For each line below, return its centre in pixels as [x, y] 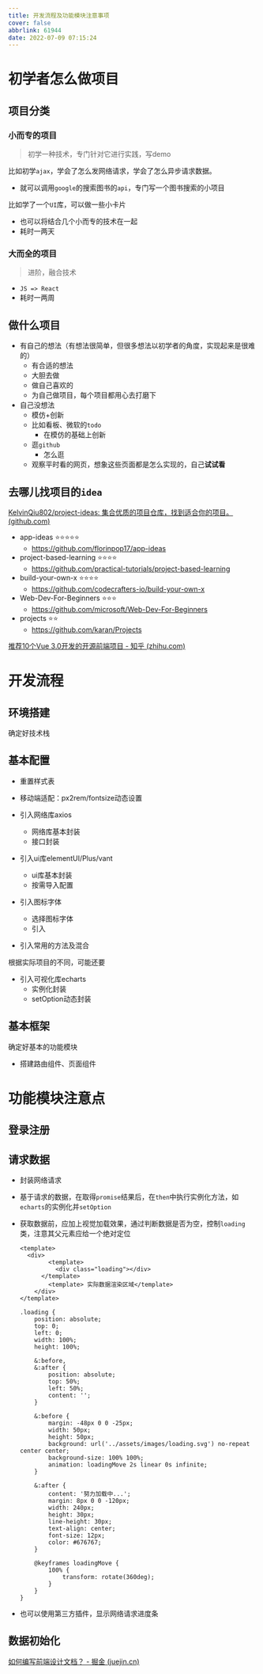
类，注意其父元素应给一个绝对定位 [75, 1234]
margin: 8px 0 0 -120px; [89, 1501]
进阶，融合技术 [52, 272]
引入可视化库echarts [53, 979]
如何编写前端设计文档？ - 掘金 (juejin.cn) [74, 1661]
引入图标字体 [40, 902]
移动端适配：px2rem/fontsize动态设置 [81, 797]
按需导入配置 [52, 885]
